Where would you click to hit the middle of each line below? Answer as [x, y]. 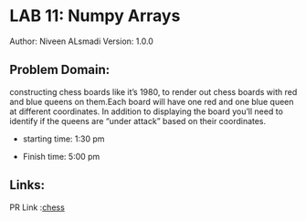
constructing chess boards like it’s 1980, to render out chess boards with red [153, 91]
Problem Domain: [60, 70]
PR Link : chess [37, 207]
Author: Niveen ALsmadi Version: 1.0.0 [81, 41]
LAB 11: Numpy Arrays [95, 16]
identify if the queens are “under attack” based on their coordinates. [138, 121]
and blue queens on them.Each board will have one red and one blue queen [152, 101]
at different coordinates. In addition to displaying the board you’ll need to [146, 111]
